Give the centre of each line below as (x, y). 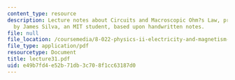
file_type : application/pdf (48, 46)
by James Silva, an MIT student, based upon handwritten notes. (109, 26)
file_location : (29, 40)
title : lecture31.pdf (39, 59)
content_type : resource (42, 14)
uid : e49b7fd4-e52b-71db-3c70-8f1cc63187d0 (72, 65)
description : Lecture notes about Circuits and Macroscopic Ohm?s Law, (114, 20)
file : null (23, 33)
